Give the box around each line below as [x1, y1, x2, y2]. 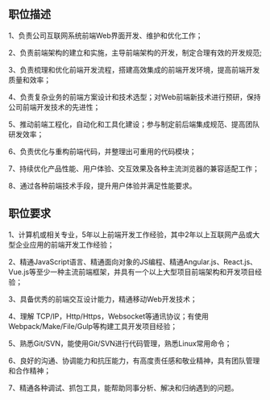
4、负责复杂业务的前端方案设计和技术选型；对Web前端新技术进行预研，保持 [8, 92, 261, 102]
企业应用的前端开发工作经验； [15, 240, 114, 249]
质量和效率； [8, 75, 51, 85]
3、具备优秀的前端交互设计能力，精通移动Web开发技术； [8, 294, 197, 304]
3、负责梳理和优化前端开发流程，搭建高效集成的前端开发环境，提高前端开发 [8, 65, 260, 74]
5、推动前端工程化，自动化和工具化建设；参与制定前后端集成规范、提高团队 [8, 119, 260, 129]
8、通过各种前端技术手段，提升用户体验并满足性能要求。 [8, 181, 197, 190]
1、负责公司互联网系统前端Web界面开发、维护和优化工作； [8, 31, 203, 40]
